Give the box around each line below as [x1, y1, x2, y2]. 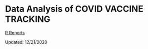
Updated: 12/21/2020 [5, 39, 47, 45]
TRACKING [5, 14, 50, 25]
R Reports [5, 30, 25, 35]
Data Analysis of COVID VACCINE [5, 3, 144, 15]
